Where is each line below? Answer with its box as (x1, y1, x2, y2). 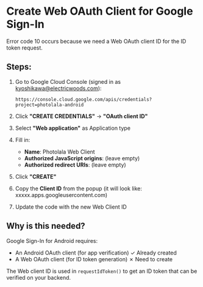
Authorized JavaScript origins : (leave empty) (24, 154, 140, 162)
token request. (6, 44, 43, 51)
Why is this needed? (6, 221, 85, 231)
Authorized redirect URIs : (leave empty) (24, 161, 126, 168)
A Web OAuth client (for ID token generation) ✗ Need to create (15, 255, 173, 263)
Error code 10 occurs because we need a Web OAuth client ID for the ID (6, 37, 187, 45)
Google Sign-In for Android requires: (6, 237, 98, 244)
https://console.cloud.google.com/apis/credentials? (15, 96, 152, 102)
